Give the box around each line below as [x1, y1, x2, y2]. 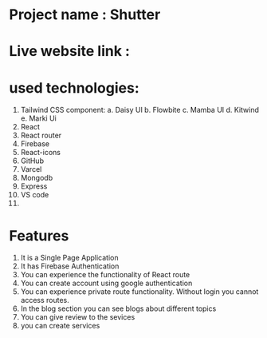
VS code [20, 190, 49, 200]
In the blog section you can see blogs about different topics [20, 304, 217, 313]
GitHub [20, 156, 45, 165]
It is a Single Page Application [20, 253, 119, 263]
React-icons [20, 148, 61, 157]
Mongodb [20, 173, 53, 183]
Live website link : [9, 42, 131, 61]
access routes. [20, 296, 70, 305]
